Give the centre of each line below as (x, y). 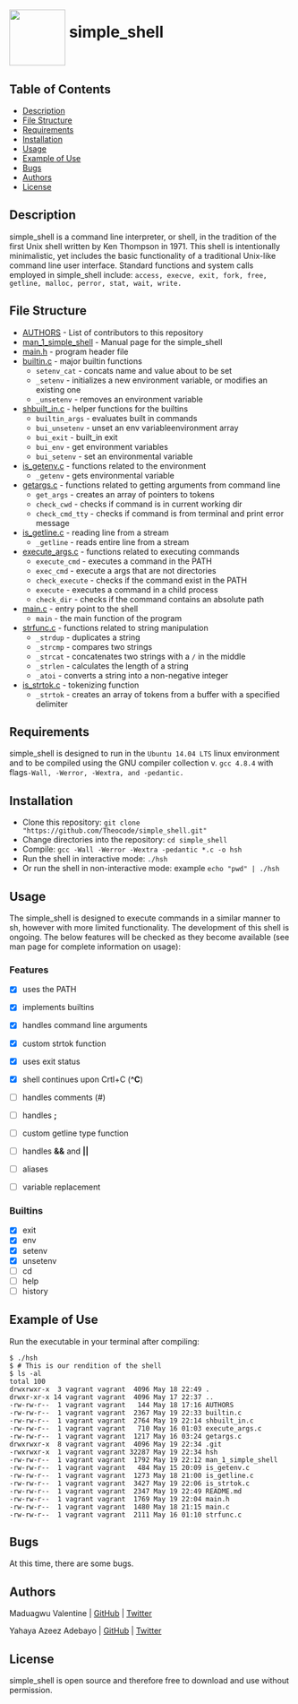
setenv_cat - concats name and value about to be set (134, 370)
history (35, 1291)
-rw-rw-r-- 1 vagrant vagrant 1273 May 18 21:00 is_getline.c (132, 1475)
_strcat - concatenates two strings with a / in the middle (140, 656)
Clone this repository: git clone (81, 822)
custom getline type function (75, 1133)
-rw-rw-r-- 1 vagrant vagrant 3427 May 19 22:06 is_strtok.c (130, 1483)
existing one (58, 389)
